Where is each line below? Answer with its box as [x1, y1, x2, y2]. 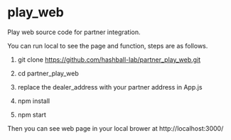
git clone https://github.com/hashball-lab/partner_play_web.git [17, 55, 201, 64]
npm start [17, 110, 46, 119]
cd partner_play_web [17, 69, 80, 77]
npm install [17, 97, 50, 105]
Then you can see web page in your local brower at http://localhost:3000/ [7, 124, 224, 132]
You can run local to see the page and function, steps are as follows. [7, 41, 208, 50]
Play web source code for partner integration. [7, 28, 141, 36]
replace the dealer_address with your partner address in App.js [17, 82, 203, 91]
